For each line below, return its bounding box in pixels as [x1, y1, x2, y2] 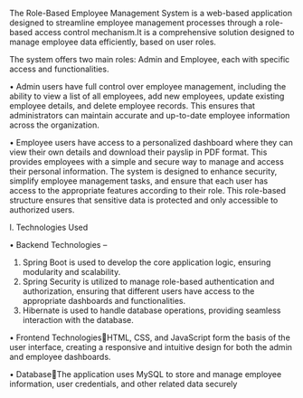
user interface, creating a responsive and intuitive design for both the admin [9, 342, 292, 352]
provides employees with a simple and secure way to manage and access [9, 156, 285, 166]
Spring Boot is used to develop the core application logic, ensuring [22, 257, 271, 268]
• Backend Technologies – [9, 240, 108, 250]
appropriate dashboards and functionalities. [22, 296, 186, 306]
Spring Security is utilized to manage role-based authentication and [22, 276, 275, 287]
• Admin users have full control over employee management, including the [9, 81, 287, 91]
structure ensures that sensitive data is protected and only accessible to [9, 194, 279, 205]
